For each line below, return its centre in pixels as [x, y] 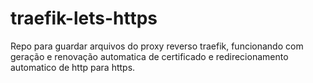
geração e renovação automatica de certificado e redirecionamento [149, 56]
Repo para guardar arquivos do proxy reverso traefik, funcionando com [157, 46]
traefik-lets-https [84, 18]
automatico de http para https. [73, 67]
